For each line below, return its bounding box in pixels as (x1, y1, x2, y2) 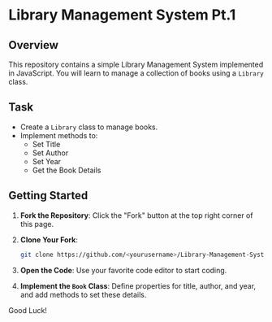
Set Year (32, 156, 62, 166)
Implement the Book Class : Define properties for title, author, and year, (19, 281, 257, 290)
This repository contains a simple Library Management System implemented (8, 59, 264, 69)
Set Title (32, 139, 61, 149)
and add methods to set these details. (19, 289, 147, 299)
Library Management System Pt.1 (8, 6, 236, 24)
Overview (8, 38, 59, 52)
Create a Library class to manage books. (19, 122, 158, 132)
